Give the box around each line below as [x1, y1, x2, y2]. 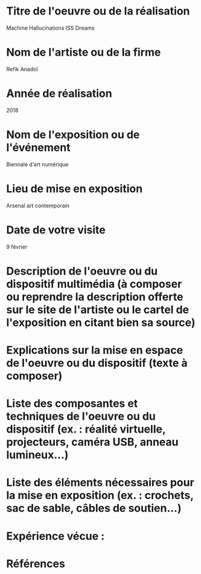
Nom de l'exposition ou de [6, 128, 140, 142]
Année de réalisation [6, 86, 113, 100]
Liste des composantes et [6, 397, 138, 411]
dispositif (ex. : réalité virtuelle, [6, 422, 166, 436]
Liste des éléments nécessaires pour [6, 476, 194, 489]
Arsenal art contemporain [6, 201, 70, 209]
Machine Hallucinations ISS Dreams [6, 24, 95, 31]
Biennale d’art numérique [6, 160, 69, 168]
